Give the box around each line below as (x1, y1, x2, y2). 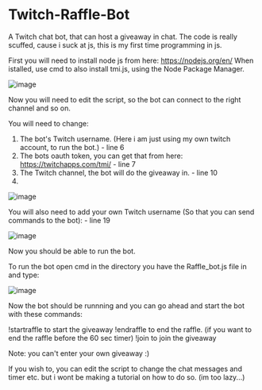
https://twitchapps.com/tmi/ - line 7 (19, 159, 137, 168)
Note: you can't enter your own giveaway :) (8, 348, 150, 358)
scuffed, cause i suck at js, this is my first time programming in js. (8, 40, 222, 49)
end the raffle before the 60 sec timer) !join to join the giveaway (8, 333, 217, 342)
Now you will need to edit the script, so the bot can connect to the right (8, 95, 241, 104)
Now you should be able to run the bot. (8, 246, 137, 256)
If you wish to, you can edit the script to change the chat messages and (8, 364, 242, 373)
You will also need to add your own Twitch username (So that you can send (8, 207, 255, 216)
